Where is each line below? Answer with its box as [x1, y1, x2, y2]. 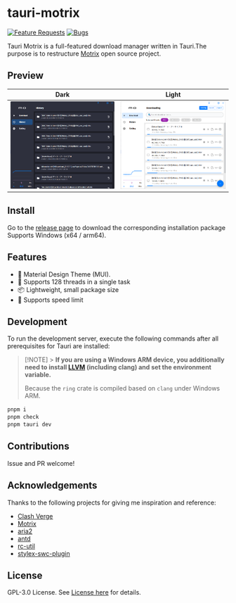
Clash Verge [17, 512, 53, 520]
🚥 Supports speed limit [17, 296, 84, 304]
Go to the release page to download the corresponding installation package [7, 223, 226, 231]
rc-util [17, 542, 35, 550]
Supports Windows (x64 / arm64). [7, 231, 107, 239]
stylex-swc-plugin [17, 549, 70, 557]
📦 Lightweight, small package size [17, 285, 119, 293]
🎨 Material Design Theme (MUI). [17, 269, 111, 279]
